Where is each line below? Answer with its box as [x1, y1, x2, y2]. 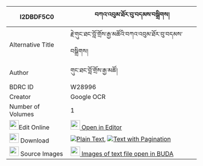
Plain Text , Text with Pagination [76, 135, 171, 143]
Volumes [9, 110, 34, 118]
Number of [9, 103, 40, 110]
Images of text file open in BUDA [81, 150, 174, 158]
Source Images [20, 150, 63, 158]
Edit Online [19, 123, 50, 132]
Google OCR [70, 93, 106, 101]
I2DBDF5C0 [19, 12, 54, 21]
